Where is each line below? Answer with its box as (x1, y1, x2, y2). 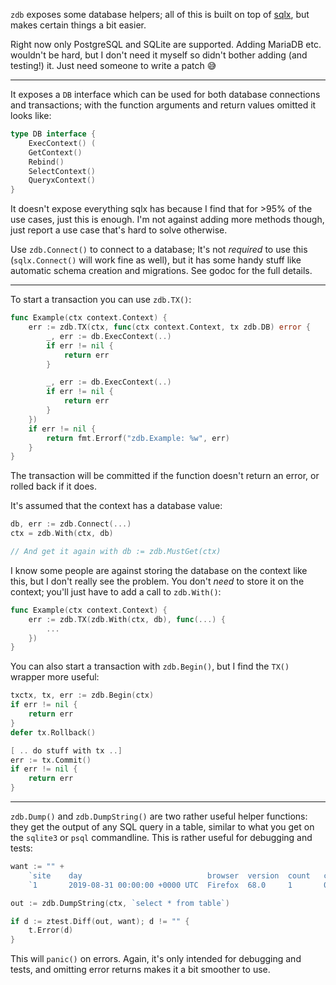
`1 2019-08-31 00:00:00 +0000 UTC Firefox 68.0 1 (28, 880, 293, 890)
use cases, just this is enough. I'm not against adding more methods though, (10, 214, 325, 226)
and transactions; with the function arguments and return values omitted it (10, 99, 317, 111)
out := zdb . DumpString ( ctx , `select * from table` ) (10, 898, 230, 908)
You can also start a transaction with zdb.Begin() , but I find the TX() (10, 660, 290, 673)
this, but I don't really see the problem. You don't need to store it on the (10, 575, 305, 587)
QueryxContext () (28, 175, 97, 186)
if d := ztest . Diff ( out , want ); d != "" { (10, 916, 190, 926)
